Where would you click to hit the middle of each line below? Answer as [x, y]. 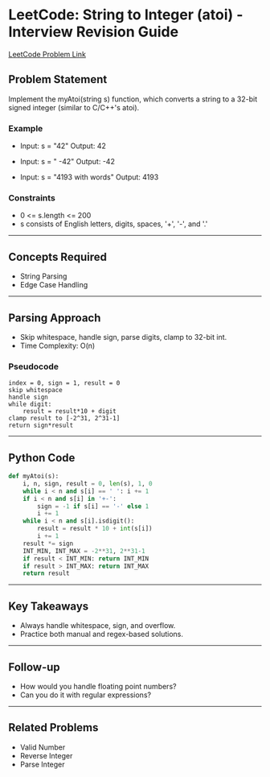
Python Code [42, 458]
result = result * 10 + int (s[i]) [95, 529]
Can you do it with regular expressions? [85, 695]
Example [26, 128]
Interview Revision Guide [94, 32]
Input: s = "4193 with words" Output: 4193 [89, 177]
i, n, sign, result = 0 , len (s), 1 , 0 [88, 484]
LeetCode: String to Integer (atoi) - [126, 15]
